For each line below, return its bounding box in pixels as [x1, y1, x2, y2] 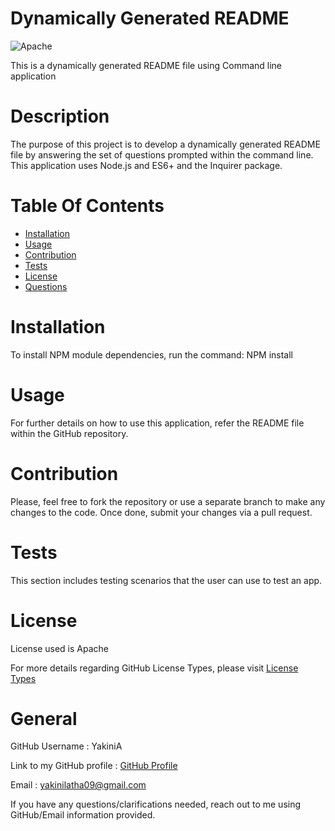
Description [10, 105, 110, 128]
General [10, 707, 78, 730]
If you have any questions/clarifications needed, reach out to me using [10, 798, 302, 811]
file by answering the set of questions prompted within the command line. [10, 148, 314, 161]
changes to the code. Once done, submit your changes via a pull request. [10, 506, 313, 518]
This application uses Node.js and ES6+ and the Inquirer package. [10, 159, 283, 171]
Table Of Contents [10, 195, 165, 217]
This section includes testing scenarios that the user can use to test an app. [10, 574, 323, 586]
